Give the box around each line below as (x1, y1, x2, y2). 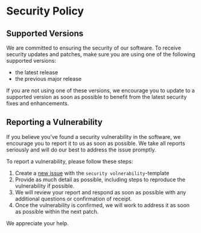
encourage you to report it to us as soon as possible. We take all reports (6, 139, 185, 147)
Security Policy (6, 4, 85, 18)
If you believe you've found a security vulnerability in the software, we (6, 133, 181, 140)
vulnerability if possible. (14, 182, 75, 190)
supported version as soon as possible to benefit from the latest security (6, 94, 187, 100)
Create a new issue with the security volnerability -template (14, 169, 170, 176)
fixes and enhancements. (6, 100, 69, 107)
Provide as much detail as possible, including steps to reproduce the (14, 176, 186, 183)
